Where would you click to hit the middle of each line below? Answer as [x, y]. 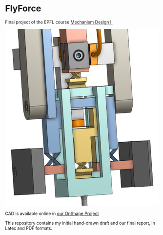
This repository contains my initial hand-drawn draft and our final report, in [80, 223]
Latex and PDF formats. [29, 228]
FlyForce [23, 9]
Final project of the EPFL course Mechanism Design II [59, 22]
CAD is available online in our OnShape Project [52, 214]
